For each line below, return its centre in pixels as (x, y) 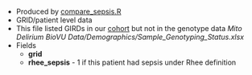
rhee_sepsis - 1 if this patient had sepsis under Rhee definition (132, 62)
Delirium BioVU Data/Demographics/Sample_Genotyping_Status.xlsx (130, 37)
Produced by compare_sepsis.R (68, 12)
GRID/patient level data (54, 20)
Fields (26, 45)
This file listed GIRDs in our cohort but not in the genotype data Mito (129, 28)
